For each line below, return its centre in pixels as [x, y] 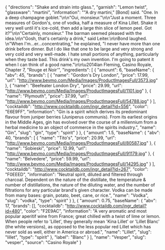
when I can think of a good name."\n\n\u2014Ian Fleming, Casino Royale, [79, 64]
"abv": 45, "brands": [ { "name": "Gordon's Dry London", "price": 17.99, [77, 75]
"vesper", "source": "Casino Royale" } [43, 242]
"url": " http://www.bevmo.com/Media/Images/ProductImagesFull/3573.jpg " [82, 80]
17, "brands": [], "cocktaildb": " [36, 206]
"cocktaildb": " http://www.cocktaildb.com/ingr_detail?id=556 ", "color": [77, 106]
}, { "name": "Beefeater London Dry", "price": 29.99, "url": [64, 85]
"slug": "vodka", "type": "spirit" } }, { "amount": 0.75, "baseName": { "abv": [81, 201]
